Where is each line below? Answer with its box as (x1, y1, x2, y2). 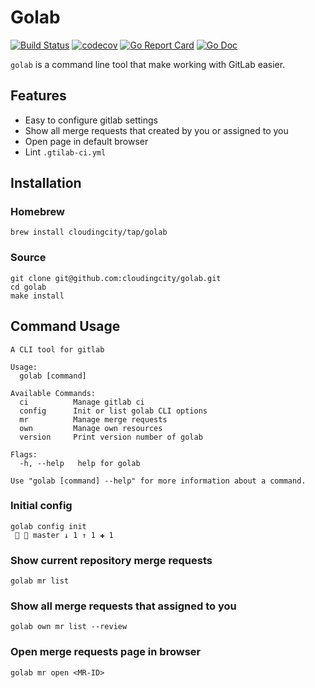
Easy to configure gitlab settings (24, 114, 158, 126)
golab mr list (10, 576, 70, 586)
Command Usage (10, 318, 121, 335)
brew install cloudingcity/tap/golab (10, 227, 168, 238)
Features (10, 87, 67, 105)
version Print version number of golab (19, 432, 203, 442)
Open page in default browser (24, 135, 149, 147)
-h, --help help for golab (19, 458, 141, 468)
